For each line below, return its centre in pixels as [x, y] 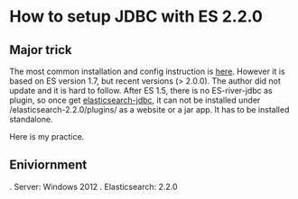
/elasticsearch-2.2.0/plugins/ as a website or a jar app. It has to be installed [149, 109]
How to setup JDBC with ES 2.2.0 [136, 17]
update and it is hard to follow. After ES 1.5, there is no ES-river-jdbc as [141, 90]
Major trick [41, 50]
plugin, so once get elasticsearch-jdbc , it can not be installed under [135, 100]
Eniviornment [48, 165]
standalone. [31, 119]
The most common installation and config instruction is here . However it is [148, 71]
